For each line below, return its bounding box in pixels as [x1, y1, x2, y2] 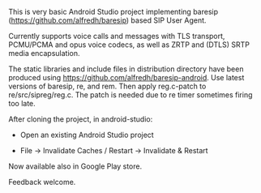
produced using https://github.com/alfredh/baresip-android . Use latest [8, 73, 245, 82]
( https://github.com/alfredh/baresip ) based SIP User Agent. [8, 15, 207, 25]
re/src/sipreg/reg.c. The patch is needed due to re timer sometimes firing [8, 90, 253, 100]
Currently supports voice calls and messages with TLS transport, [8, 32, 225, 41]
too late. [8, 99, 36, 108]
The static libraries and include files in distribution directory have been [8, 64, 244, 74]
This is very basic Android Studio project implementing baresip [8, 7, 219, 16]
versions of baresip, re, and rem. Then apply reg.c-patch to [8, 81, 207, 91]
